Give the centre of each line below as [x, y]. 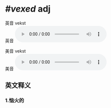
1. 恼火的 [15, 101]
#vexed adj [28, 9]
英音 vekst [15, 23]
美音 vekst [15, 51]
